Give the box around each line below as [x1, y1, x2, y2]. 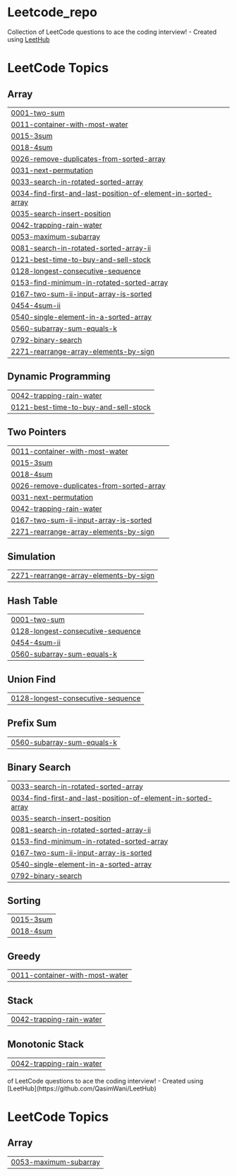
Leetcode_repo [7, 4, 97, 20]
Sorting [7, 895, 41, 907]
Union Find [7, 673, 56, 686]
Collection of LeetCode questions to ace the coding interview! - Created [7, 28, 217, 36]
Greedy [7, 950, 41, 962]
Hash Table [7, 594, 58, 606]
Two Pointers [7, 426, 67, 438]
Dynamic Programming [7, 370, 111, 382]
